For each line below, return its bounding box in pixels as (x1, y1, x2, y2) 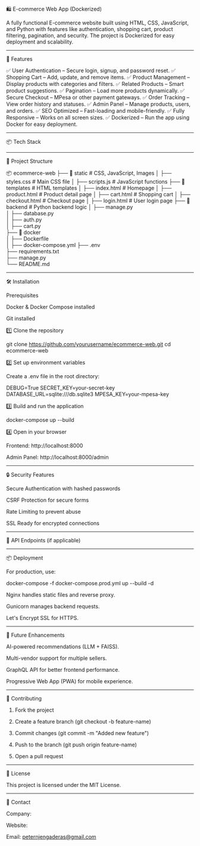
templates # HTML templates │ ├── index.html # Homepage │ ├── (6, 184, 172, 192)
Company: (6, 810, 32, 817)
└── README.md (6, 261, 50, 267)
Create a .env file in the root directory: (6, 373, 100, 379)
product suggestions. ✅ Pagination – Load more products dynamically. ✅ (6, 87, 185, 94)
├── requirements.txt (6, 248, 60, 255)
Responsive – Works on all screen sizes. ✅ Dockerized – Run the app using (6, 114, 190, 121)
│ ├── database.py (6, 210, 54, 217)
